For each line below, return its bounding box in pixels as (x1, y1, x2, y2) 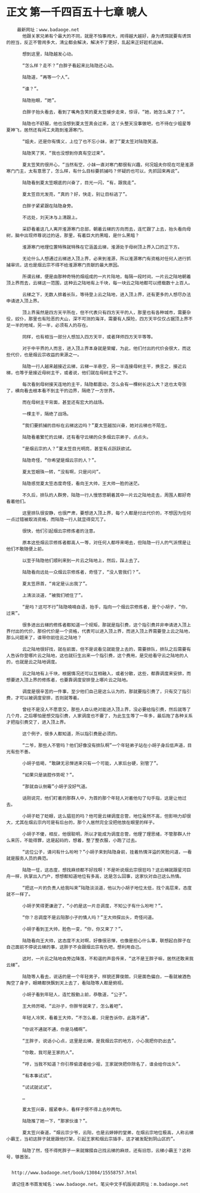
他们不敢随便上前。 (6, 546, 47, 552)
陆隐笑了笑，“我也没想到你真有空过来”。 (21, 150, 108, 156)
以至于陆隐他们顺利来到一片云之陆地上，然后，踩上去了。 (21, 557, 143, 563)
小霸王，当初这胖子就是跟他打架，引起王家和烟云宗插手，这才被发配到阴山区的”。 (6, 1136, 178, 1142)
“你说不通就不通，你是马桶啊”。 (21, 1026, 90, 1033)
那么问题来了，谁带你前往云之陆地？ (6, 635, 82, 640)
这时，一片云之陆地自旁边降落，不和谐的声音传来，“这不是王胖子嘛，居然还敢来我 (21, 955, 194, 961)
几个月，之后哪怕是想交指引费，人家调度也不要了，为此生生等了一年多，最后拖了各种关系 (6, 713, 193, 719)
